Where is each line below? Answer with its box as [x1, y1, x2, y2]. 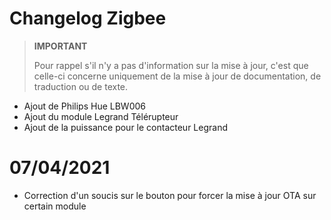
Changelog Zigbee [9, 7, 167, 30]
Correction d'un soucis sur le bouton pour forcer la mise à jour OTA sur [23, 189, 317, 201]
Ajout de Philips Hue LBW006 [23, 100, 146, 112]
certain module [23, 200, 87, 212]
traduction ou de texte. [33, 80, 129, 92]
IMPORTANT [33, 40, 88, 52]
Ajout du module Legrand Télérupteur [23, 110, 179, 122]
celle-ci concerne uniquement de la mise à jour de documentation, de [33, 70, 322, 82]
